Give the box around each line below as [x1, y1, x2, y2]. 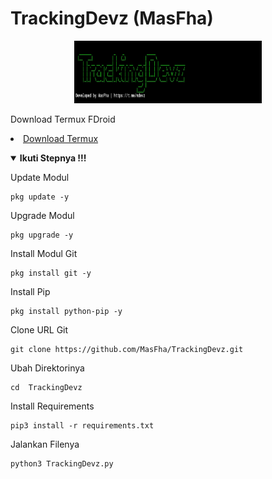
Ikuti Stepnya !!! [19, 152, 87, 164]
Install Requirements [10, 400, 95, 412]
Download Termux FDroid [10, 113, 116, 125]
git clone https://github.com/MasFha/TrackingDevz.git [10, 344, 244, 354]
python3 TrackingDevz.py [10, 458, 114, 469]
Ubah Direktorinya [10, 362, 85, 374]
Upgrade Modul [10, 209, 75, 221]
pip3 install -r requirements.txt [10, 420, 155, 431]
